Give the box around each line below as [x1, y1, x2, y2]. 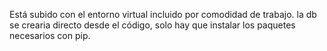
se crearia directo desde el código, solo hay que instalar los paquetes [9, 19, 296, 31]
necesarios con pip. [9, 30, 91, 41]
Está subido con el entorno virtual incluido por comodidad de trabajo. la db [9, 9, 317, 20]
